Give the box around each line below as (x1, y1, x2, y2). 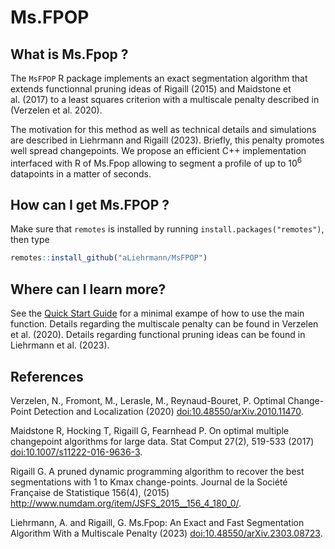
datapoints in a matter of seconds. (10, 167, 152, 180)
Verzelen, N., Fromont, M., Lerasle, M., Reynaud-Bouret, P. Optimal (10, 394, 286, 406)
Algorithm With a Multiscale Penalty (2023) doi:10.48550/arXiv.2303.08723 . (10, 527, 323, 539)
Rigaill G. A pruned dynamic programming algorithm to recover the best (10, 465, 305, 477)
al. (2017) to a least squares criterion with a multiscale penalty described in (10, 94, 320, 105)
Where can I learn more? (10, 281, 167, 298)
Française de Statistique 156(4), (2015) (10, 486, 170, 498)
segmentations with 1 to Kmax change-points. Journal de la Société (10, 476, 288, 488)
